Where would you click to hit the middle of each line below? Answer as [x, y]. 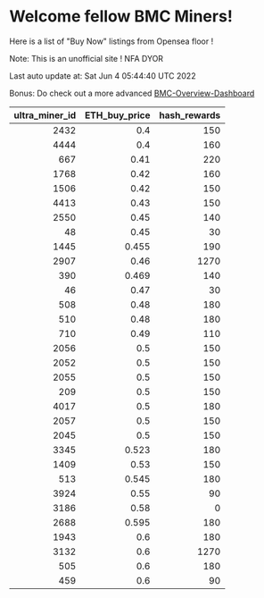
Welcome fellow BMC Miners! [121, 17]
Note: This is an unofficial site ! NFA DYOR [86, 58]
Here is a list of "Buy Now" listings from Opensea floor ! [111, 41]
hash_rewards [190, 115]
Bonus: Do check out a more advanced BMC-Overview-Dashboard [132, 93]
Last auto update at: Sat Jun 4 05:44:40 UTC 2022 [103, 76]
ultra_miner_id [45, 115]
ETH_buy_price [117, 115]
